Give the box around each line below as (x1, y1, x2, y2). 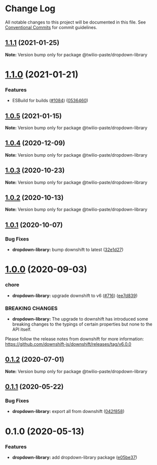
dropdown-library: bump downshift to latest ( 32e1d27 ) (12, 246, 124, 253)
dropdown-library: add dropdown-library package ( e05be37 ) (12, 454, 137, 460)
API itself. (12, 326, 32, 332)
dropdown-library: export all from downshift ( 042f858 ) (12, 409, 125, 414)
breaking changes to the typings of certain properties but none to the (12, 321, 153, 327)
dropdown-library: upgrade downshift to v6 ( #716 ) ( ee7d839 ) (12, 293, 138, 299)
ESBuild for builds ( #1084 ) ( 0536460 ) (12, 98, 88, 104)
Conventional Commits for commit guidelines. (5, 24, 97, 30)
